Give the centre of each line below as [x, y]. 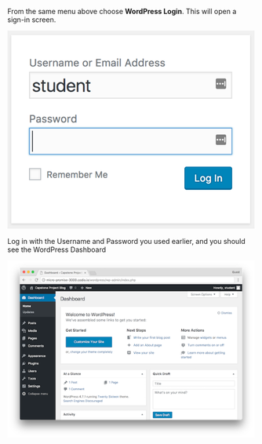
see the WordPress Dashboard [57, 249]
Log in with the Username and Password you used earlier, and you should [127, 241]
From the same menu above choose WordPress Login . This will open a [122, 11]
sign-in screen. [32, 20]
